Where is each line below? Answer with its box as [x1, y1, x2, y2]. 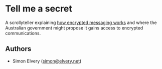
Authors [5, 44, 32, 53]
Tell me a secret [5, 3, 73, 14]
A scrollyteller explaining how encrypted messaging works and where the [5, 19, 157, 25]
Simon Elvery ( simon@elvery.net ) [12, 58, 82, 64]
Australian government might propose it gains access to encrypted [5, 24, 143, 30]
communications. [5, 30, 41, 36]
